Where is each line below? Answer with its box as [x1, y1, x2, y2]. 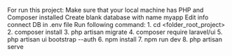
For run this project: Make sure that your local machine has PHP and [7, 6, 204, 14]
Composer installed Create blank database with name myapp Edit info [7, 13, 209, 21]
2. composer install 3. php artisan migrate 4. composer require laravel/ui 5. [7, 28, 223, 36]
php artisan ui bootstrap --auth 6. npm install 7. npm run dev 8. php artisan [7, 35, 223, 44]
